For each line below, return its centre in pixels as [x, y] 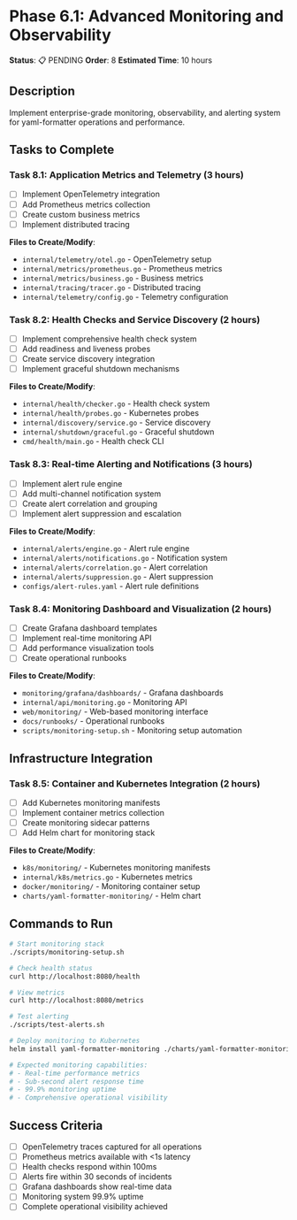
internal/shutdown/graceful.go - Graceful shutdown [118, 432]
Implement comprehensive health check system [109, 339]
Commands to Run [61, 923]
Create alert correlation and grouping [89, 503]
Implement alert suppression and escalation [102, 513]
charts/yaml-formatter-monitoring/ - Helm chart [111, 896]
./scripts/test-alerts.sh [57, 1025]
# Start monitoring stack [57, 944]
